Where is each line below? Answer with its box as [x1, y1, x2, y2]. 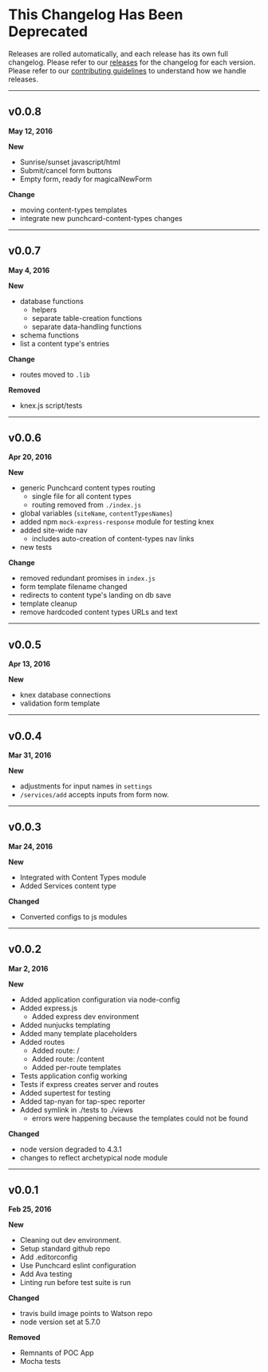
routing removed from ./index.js [31, 500, 142, 510]
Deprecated [8, 22, 89, 41]
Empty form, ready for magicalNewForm [19, 174, 152, 184]
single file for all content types [31, 492, 132, 501]
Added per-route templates [31, 1062, 121, 1072]
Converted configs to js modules [19, 911, 128, 921]
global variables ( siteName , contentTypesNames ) [19, 508, 173, 518]
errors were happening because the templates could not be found [31, 1113, 249, 1123]
